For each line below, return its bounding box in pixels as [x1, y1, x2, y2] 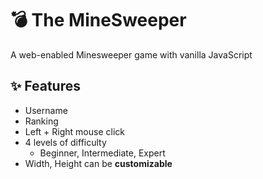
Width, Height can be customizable [24, 157, 173, 169]
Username [24, 104, 68, 116]
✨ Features [10, 78, 81, 95]
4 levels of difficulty [24, 136, 107, 148]
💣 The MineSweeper [10, 9, 187, 32]
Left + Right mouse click [24, 125, 125, 137]
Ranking [24, 115, 59, 127]
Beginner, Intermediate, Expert [39, 147, 166, 159]
